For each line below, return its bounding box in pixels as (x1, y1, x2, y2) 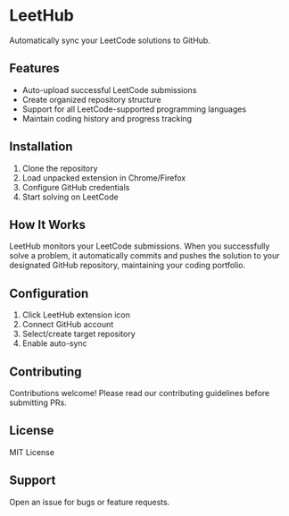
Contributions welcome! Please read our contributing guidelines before (9, 388, 270, 398)
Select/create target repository (21, 328, 136, 340)
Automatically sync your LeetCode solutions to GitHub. (9, 35, 211, 46)
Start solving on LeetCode (21, 191, 119, 202)
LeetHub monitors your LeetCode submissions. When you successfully (9, 241, 270, 251)
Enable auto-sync (21, 338, 87, 349)
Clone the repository (21, 163, 98, 173)
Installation (9, 140, 73, 155)
